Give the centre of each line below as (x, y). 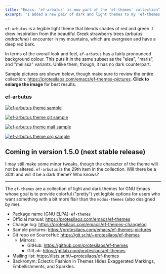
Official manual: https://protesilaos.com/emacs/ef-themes (71, 219)
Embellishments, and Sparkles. (43, 266)
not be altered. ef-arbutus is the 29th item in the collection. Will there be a (81, 169)
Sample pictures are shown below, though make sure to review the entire (79, 74)
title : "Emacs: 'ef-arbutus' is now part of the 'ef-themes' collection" (83, 10)
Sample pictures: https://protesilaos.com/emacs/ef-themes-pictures (82, 230)
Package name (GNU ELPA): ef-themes (52, 214)
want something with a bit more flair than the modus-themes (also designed (80, 199)
